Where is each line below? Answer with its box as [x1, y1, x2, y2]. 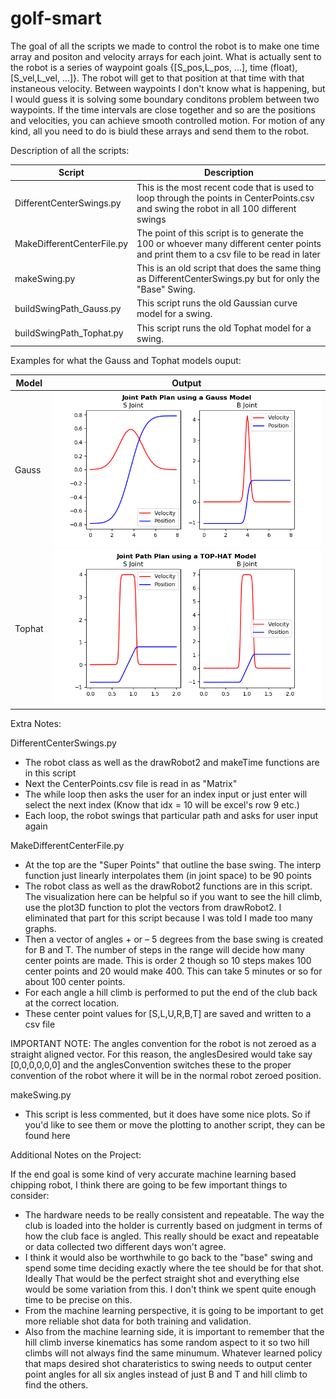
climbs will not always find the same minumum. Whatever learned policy [24, 1347, 323, 1359]
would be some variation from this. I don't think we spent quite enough [24, 1283, 317, 1295]
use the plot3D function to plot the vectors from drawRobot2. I [24, 901, 282, 913]
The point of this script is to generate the [136, 227, 304, 239]
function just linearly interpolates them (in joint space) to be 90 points [24, 869, 312, 881]
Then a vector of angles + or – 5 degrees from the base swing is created [24, 933, 324, 945]
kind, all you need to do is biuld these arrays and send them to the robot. [10, 125, 310, 137]
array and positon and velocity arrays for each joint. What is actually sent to [10, 50, 322, 62]
